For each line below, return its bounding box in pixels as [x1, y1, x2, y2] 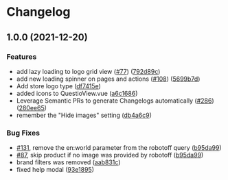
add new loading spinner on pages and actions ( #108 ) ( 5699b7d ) [16, 75, 201, 83]
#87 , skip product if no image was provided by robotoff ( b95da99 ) [16, 151, 204, 159]
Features [6, 52, 37, 62]
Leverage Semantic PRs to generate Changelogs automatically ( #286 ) [16, 97, 214, 105]
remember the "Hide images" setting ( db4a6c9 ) [16, 111, 152, 119]
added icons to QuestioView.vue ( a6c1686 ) [16, 89, 138, 97]
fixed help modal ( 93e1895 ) [16, 166, 94, 174]
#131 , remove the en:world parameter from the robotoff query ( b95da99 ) [16, 144, 222, 152]
